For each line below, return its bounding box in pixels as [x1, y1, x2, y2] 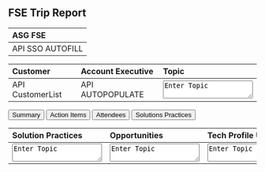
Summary [12, 110, 41, 119]
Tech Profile [207, 129, 254, 140]
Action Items [50, 110, 87, 119]
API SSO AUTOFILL [12, 43, 84, 54]
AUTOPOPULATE [80, 88, 144, 99]
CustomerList [12, 88, 62, 99]
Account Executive [80, 65, 154, 77]
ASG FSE [12, 29, 47, 40]
